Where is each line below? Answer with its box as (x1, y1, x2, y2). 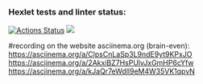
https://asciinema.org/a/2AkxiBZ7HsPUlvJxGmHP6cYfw (8, 58, 195, 68)
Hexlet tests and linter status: (8, 6, 126, 18)
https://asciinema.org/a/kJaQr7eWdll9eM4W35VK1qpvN (8, 66, 196, 76)
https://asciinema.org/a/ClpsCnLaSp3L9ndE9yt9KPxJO (8, 50, 193, 59)
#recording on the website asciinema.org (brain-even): (8, 41, 190, 50)
